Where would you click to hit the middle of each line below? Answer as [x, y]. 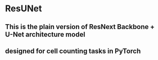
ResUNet [24, 9]
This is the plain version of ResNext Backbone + [80, 27]
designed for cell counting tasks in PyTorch [73, 51]
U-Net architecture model [45, 34]
